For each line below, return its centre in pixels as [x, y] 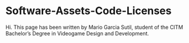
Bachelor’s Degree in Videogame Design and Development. [77, 33]
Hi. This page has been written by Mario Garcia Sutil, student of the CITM [94, 27]
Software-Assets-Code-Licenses [89, 11]
